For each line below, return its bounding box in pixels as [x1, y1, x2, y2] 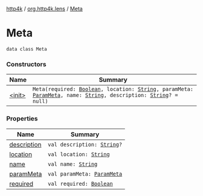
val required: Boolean [48, 180, 113, 187]
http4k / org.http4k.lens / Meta [6, 5, 83, 12]
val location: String [48, 151, 110, 157]
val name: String [48, 160, 98, 168]
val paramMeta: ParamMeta [48, 170, 123, 177]
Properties [6, 115, 38, 123]
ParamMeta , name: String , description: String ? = [32, 92, 178, 99]
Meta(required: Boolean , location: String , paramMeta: [32, 86, 194, 93]
